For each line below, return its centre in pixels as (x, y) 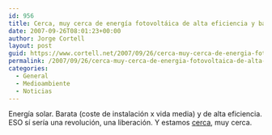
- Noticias (34, 91)
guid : (17, 53)
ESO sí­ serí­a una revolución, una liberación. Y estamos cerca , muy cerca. (130, 123)
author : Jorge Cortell (47, 38)
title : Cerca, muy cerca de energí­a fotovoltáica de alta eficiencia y (132, 23)
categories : (28, 69)
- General (32, 76)
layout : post (30, 46)
